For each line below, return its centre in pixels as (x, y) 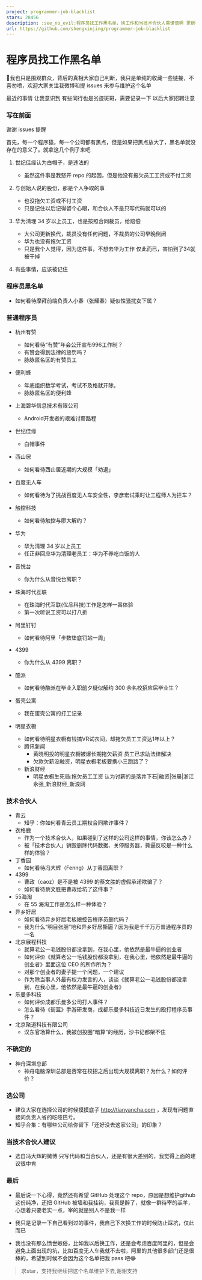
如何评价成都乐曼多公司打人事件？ (66, 1002)
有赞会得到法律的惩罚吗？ (56, 352)
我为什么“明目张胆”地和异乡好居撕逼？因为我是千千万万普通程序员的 (108, 927)
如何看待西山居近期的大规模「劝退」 (69, 470)
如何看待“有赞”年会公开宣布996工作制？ (73, 345)
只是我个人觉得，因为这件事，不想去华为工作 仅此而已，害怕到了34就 (110, 249)
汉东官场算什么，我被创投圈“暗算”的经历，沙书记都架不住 (95, 1032)
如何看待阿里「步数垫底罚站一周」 (66, 638)
